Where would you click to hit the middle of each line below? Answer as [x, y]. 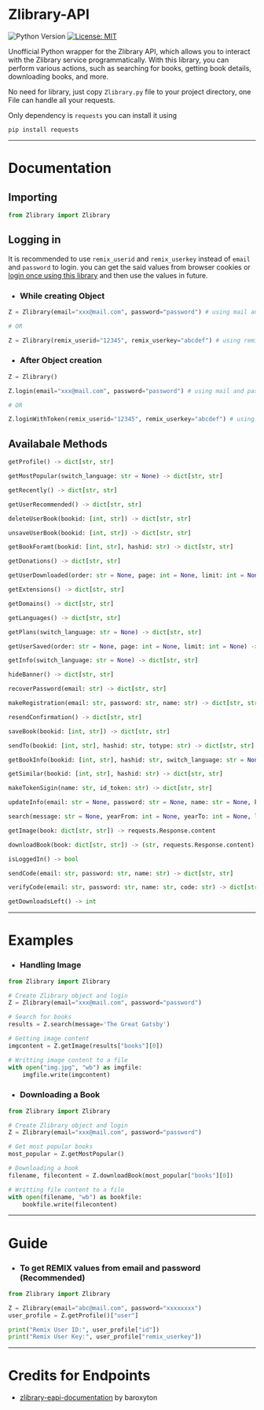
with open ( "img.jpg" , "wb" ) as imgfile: [75, 1067]
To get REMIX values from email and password [110, 1268]
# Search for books [40, 1017]
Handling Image [50, 965]
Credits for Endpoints [79, 1376]
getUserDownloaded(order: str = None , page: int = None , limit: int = [126, 575]
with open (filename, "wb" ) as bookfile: [75, 1197]
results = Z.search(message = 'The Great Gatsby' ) [89, 1024]
